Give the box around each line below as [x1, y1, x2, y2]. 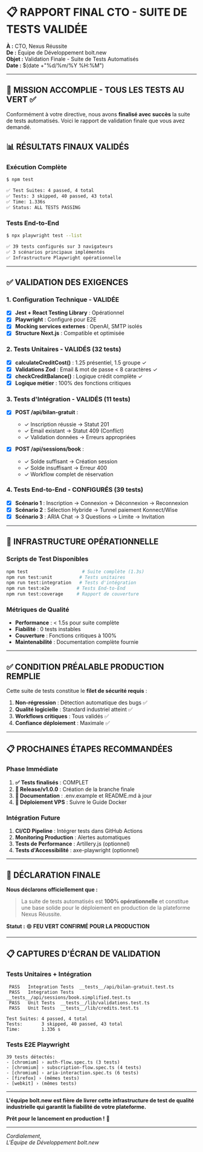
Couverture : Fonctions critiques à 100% [14, 632, 117, 640]
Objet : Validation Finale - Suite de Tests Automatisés [6, 55, 139, 62]
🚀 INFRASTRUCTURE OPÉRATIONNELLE [6, 537, 159, 547]
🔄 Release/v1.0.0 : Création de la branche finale [14, 786, 135, 793]
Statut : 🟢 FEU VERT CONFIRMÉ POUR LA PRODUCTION [6, 922, 150, 930]
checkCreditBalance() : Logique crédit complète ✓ [14, 372, 143, 380]
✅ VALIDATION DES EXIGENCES [6, 277, 129, 287]
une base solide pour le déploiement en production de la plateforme [21, 904, 190, 911]
